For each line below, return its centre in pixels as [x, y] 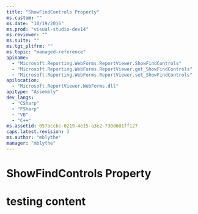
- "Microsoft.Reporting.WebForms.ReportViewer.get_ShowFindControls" [102, 69]
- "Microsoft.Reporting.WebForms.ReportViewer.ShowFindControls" [97, 63]
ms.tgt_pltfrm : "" [30, 47]
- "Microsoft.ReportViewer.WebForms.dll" [65, 86]
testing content [46, 201]
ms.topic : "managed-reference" [46, 52]
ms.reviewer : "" [27, 35]
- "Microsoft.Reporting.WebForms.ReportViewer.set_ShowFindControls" [102, 75]
